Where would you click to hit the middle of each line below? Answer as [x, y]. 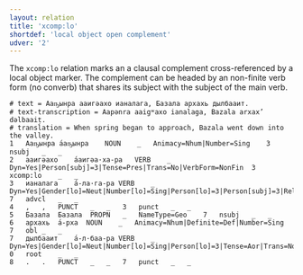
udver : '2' [30, 43]
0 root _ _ [44, 254]
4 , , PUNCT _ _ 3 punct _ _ [101, 208]
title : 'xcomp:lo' [44, 26]
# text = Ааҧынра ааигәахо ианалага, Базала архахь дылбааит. [129, 104]
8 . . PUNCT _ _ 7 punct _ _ [101, 262]
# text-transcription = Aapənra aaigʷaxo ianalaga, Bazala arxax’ [137, 112]
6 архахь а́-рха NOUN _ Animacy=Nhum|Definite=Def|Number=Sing [147, 223]
